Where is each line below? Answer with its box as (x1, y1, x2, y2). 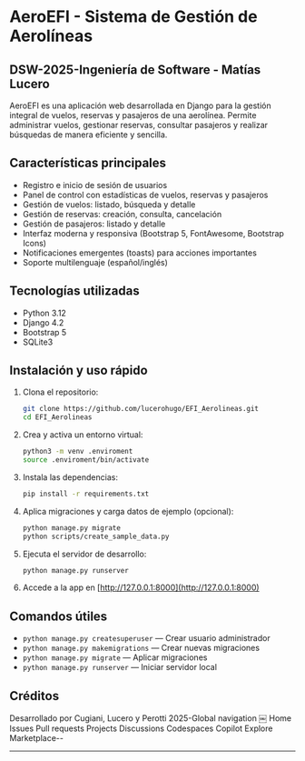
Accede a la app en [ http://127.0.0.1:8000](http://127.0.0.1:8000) (22, 582, 261, 593)
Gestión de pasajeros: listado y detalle (22, 218, 166, 229)
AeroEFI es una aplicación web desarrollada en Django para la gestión (9, 100, 271, 111)
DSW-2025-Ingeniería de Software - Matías (9, 62, 261, 77)
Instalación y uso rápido (9, 363, 148, 378)
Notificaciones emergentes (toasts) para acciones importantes (22, 247, 257, 258)
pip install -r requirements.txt (22, 489, 150, 498)
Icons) (22, 237, 47, 248)
